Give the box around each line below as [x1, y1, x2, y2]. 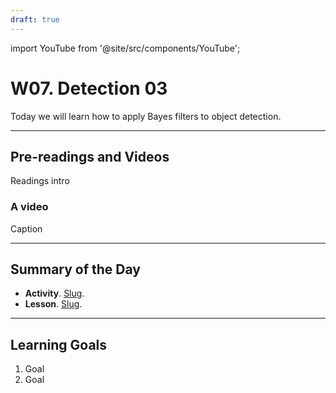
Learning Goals [10, 336, 108, 353]
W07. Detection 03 [10, 77, 168, 100]
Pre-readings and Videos [10, 148, 170, 165]
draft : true [10, 14, 60, 25]
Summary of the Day [10, 261, 141, 278]
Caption [10, 222, 43, 235]
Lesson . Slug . [24, 298, 83, 310]
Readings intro [10, 175, 70, 187]
